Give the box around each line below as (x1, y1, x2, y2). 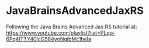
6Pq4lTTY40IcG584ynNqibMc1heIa (6, 35, 92, 42)
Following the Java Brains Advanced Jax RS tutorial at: (6, 23, 137, 30)
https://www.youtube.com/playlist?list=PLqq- (6, 29, 116, 36)
